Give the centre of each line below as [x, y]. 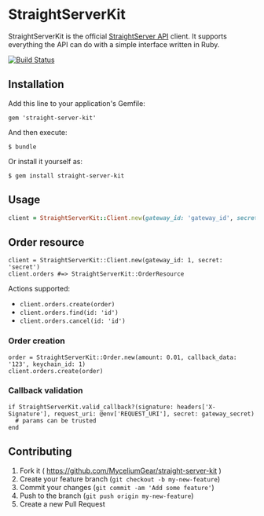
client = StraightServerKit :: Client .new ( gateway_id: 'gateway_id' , [121, 218]
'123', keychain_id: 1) [47, 364]
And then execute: [38, 132]
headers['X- [196, 407]
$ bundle [22, 147]
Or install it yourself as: [45, 161]
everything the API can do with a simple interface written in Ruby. [114, 44]
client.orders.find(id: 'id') [69, 313]
